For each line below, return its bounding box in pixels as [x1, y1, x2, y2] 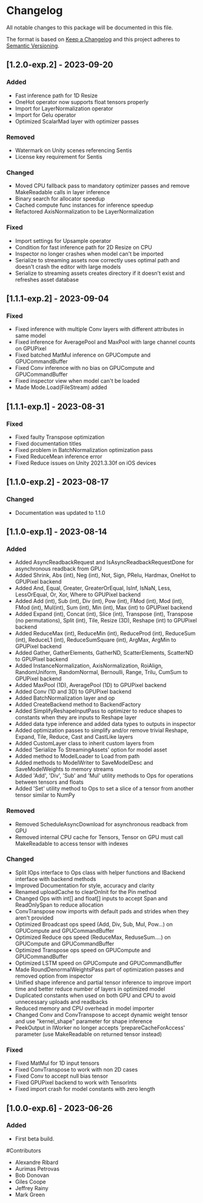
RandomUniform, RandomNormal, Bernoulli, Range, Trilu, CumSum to [15, 669, 188, 676]
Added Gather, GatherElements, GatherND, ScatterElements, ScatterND [15, 649, 194, 657]
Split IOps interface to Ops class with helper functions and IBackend [15, 868, 185, 876]
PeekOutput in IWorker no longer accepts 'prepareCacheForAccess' [15, 1023, 185, 1031]
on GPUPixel [15, 345, 47, 352]
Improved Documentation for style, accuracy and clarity [15, 882, 155, 889]
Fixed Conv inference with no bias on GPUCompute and [15, 364, 155, 372]
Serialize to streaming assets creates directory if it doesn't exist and [15, 269, 185, 277]
